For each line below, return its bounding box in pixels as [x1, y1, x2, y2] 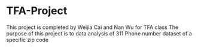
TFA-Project [6, 4, 68, 18]
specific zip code [6, 36, 49, 43]
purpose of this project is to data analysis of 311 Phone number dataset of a [6, 30, 193, 37]
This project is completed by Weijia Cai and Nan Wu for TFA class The [6, 24, 179, 31]
